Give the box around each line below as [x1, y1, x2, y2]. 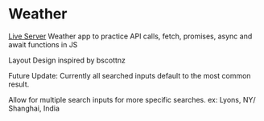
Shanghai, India [8, 103, 60, 113]
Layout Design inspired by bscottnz [8, 55, 126, 65]
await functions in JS [8, 39, 78, 49]
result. [8, 79, 30, 89]
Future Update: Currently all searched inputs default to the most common [8, 71, 251, 80]
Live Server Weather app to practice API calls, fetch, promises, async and [8, 31, 253, 41]
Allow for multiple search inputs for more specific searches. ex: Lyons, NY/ [8, 95, 256, 104]
